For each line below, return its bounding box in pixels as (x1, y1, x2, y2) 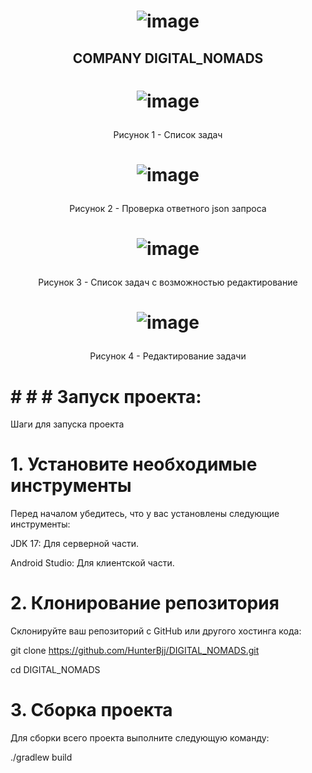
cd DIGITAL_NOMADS (10, 664, 101, 676)
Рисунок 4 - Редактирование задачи (89, 350, 247, 362)
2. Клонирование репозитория (10, 592, 280, 615)
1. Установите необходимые (10, 453, 258, 476)
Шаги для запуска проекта (10, 418, 125, 430)
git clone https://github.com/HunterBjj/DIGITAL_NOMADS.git (10, 645, 260, 657)
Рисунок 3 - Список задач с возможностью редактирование (38, 276, 298, 289)
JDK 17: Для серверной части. (10, 538, 139, 550)
